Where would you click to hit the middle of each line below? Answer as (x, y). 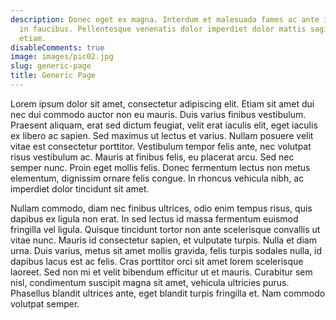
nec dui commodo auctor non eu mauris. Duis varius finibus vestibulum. (158, 114)
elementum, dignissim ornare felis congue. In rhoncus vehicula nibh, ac (157, 178)
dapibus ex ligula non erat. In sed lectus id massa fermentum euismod (154, 218)
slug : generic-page (51, 66)
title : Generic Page (53, 76)
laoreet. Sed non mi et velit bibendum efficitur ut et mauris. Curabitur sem (161, 272)
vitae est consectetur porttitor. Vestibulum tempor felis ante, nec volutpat (161, 146)
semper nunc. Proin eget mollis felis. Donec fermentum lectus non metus (160, 167)
